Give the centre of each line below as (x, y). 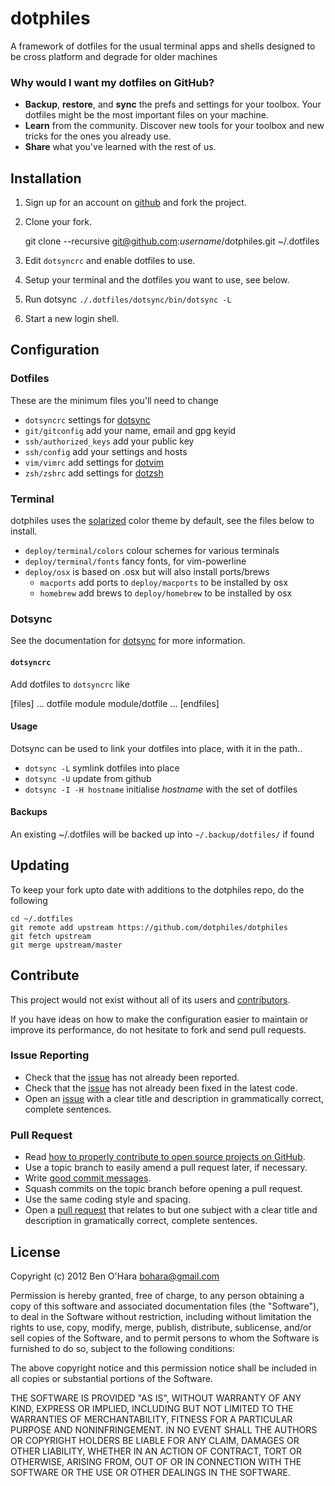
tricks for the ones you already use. (98, 136)
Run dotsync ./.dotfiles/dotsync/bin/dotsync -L (128, 299)
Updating (40, 865)
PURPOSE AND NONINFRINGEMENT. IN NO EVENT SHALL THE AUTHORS (164, 1429)
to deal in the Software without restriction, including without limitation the (161, 1316)
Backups (29, 812)
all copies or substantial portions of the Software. (111, 1378)
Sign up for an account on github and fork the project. (135, 203)
